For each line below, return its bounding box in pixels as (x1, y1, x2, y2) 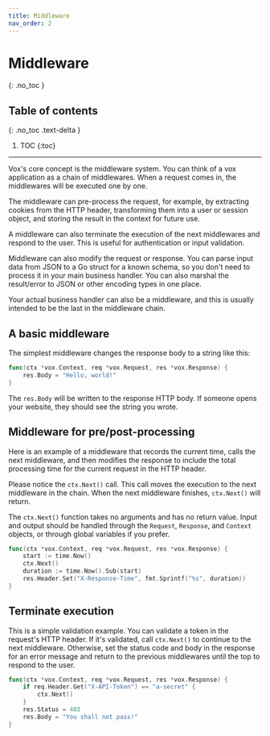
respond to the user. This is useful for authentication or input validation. (8, 238, 245, 248)
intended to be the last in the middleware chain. (8, 304, 166, 313)
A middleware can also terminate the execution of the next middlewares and (8, 229, 260, 239)
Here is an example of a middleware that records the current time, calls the (8, 446, 256, 456)
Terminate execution (8, 605, 114, 618)
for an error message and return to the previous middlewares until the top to (8, 651, 260, 661)
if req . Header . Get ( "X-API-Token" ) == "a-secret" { (22, 683, 196, 691)
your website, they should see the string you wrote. (8, 402, 178, 411)
